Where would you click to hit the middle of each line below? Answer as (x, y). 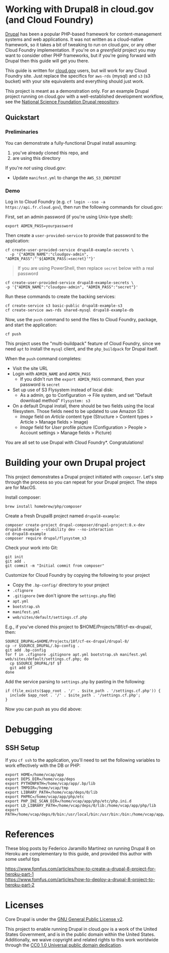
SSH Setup (22, 748)
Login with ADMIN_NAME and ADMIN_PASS (52, 374)
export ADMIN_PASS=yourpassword (39, 226)
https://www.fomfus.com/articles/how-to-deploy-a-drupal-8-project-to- (80, 879)
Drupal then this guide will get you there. (47, 61)
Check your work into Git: (32, 548)
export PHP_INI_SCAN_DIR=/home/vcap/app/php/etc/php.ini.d (68, 801)
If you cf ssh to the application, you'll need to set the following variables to (83, 760)
